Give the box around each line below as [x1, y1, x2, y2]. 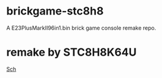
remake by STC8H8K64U [6, 45, 137, 59]
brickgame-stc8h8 [6, 4, 104, 18]
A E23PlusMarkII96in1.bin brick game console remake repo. [6, 24, 156, 31]
